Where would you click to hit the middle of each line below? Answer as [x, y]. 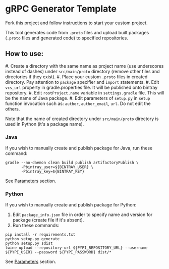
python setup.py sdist [29, 244]
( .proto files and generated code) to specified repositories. [67, 38]
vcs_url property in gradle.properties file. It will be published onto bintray [81, 87]
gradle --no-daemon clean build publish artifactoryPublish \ [72, 163]
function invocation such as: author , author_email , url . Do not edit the [78, 103]
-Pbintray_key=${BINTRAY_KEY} [53, 172]
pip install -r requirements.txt [40, 235]
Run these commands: [36, 226]
